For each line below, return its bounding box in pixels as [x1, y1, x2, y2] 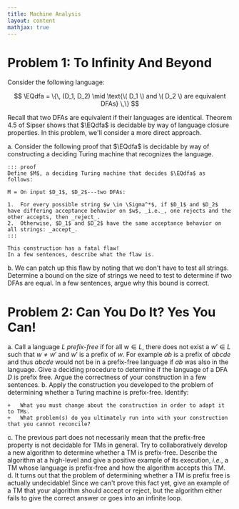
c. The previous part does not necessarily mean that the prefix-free [7, 433, 205, 442]
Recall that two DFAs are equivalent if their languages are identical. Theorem [7, 114, 233, 122]
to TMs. [7, 408, 31, 415]
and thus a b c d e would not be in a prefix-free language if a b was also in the [7, 358, 229, 366]
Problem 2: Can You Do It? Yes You [7, 304, 216, 320]
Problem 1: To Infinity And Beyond [7, 54, 213, 71]
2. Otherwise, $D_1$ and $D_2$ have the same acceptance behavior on [7, 220, 222, 227]
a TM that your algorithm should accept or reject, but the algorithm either [7, 486, 223, 495]
